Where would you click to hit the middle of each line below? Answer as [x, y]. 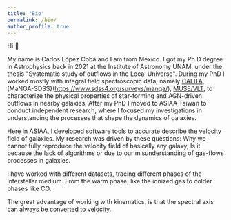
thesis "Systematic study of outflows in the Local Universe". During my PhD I [116, 74]
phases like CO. [29, 189]
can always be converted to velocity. [59, 209]
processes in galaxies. [39, 161]
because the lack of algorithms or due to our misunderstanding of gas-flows [115, 153]
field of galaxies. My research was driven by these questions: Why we [107, 139]
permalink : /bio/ [32, 20]
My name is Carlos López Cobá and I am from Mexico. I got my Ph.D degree [115, 59]
